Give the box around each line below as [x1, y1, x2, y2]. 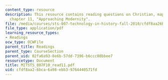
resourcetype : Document [5, 58, 55, 63]
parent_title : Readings [5, 44, 55, 49]
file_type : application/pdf [5, 26, 64, 31]
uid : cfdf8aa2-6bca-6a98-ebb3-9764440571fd [5, 68, 97, 73]
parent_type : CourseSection [5, 49, 64, 54]
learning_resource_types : [5, 30, 59, 35]
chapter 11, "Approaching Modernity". [9, 16, 91, 21]
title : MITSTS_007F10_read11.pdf [5, 63, 75, 68]
